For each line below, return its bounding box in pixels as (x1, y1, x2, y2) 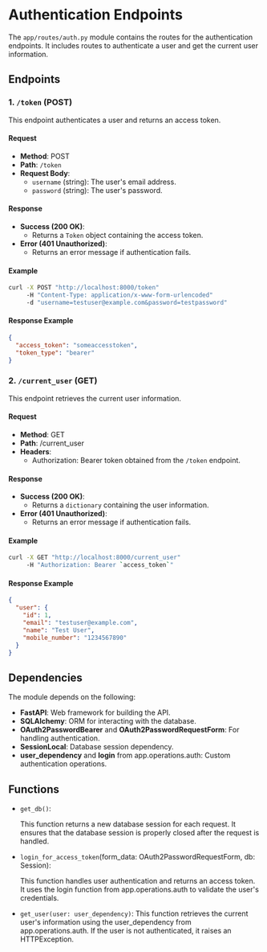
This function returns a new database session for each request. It (19, 819, 237, 829)
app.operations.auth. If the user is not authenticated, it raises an (19, 926, 232, 936)
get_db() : (19, 804, 52, 814)
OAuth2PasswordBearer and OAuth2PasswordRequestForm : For (19, 725, 240, 735)
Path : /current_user (19, 438, 85, 448)
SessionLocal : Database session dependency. (19, 742, 174, 752)
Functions (8, 782, 60, 796)
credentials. (19, 893, 59, 903)
